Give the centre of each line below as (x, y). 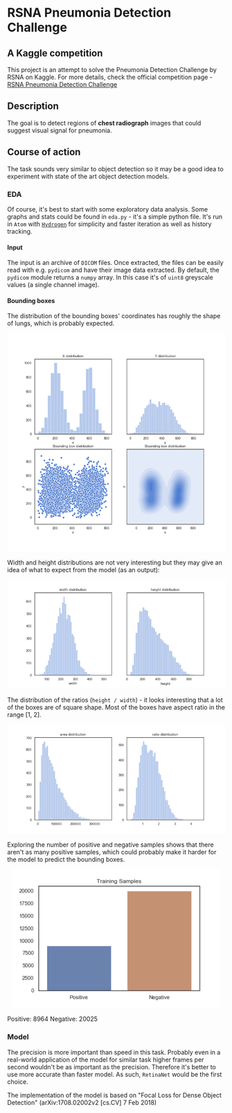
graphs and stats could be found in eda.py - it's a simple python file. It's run (115, 216)
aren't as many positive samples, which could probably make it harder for (112, 852)
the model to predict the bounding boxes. (66, 860)
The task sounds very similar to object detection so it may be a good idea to (115, 169)
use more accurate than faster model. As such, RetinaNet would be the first (115, 1074)
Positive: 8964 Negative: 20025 (53, 1019)
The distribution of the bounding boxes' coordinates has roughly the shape (114, 316)
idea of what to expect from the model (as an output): (83, 570)
